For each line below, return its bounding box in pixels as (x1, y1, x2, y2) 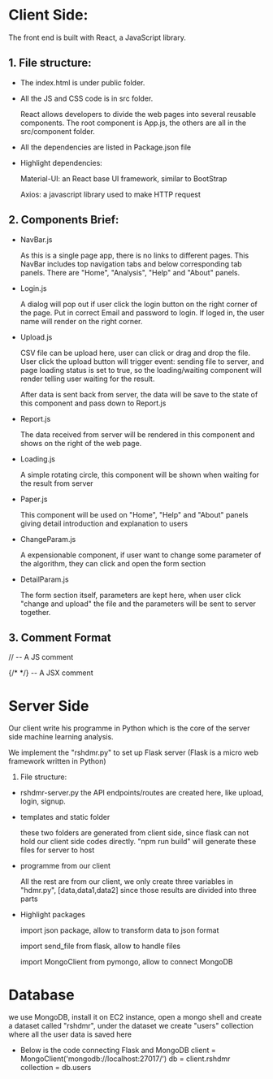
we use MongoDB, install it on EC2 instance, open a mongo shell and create (8, 1012, 262, 1022)
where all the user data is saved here (8, 1029, 132, 1039)
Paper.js (19, 494, 48, 504)
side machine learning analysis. (8, 732, 114, 742)
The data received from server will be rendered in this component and (19, 429, 255, 440)
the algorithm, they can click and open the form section (19, 558, 206, 568)
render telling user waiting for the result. (19, 374, 155, 383)
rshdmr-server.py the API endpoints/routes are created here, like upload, (19, 788, 264, 798)
